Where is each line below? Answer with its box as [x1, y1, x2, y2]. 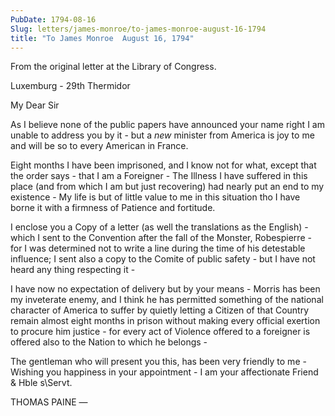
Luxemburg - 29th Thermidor [10, 80, 131, 92]
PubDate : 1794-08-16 [10, 14, 97, 25]
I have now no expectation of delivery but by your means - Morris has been [10, 283, 321, 295]
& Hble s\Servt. [10, 377, 73, 389]
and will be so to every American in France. [10, 140, 189, 152]
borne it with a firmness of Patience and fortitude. [10, 202, 216, 214]
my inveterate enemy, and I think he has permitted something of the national [10, 294, 324, 306]
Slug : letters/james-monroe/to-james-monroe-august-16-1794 [10, 24, 267, 34]
